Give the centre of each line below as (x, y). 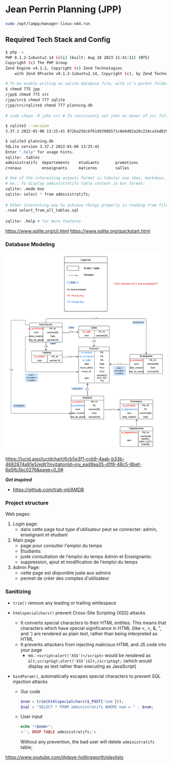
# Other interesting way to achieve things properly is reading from (81, 205)
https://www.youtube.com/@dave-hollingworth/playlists (64, 757)
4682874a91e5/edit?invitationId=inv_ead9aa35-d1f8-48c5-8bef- (73, 464)
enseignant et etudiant (44, 535)
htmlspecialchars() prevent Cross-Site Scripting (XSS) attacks (79, 612)
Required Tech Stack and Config (58, 40)
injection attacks (30, 682)
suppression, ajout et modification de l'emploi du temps (79, 562)
